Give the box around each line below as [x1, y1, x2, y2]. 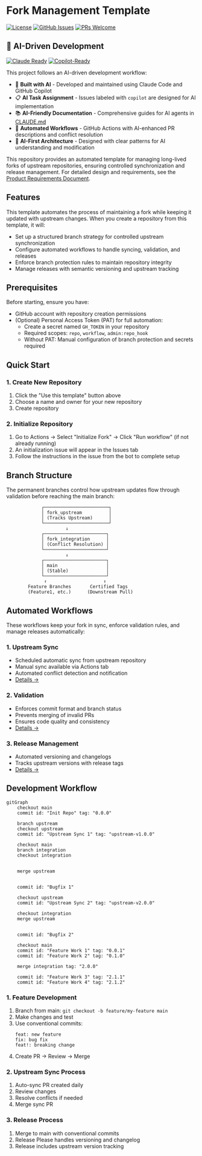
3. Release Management [6, 739, 79, 747]
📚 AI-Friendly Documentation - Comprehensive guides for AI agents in [14, 109, 195, 117]
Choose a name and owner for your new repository [14, 398, 142, 406]
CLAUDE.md [14, 118, 46, 125]
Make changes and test [14, 1013, 74, 1021]
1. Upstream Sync [6, 643, 59, 651]
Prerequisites [6, 282, 58, 293]
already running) [14, 440, 57, 447]
